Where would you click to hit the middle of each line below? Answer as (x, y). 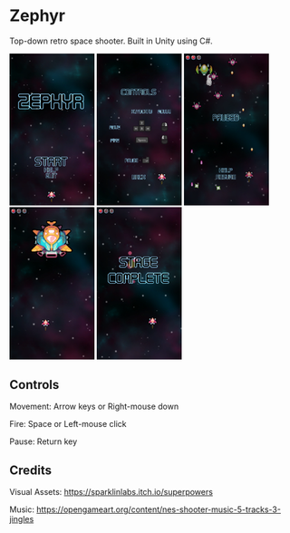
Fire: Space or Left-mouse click (68, 424)
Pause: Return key (43, 441)
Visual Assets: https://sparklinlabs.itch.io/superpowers (111, 492)
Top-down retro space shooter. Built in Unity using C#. (111, 41)
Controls (34, 385)
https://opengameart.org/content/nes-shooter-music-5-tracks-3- (158, 509)
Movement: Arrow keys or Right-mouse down (94, 407)
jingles (22, 519)
